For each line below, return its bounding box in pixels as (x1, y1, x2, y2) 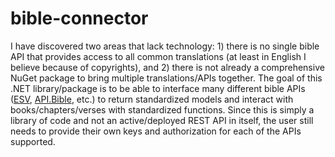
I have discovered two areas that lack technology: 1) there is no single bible (10, 40, 320, 52)
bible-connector (10, 7, 149, 30)
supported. (10, 135, 56, 147)
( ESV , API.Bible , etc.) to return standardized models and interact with (10, 93, 294, 105)
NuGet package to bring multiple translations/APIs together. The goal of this (10, 72, 323, 84)
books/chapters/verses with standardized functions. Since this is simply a (10, 103, 315, 116)
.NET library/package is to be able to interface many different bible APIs (10, 82, 306, 94)
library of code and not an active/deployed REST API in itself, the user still (10, 114, 314, 126)
